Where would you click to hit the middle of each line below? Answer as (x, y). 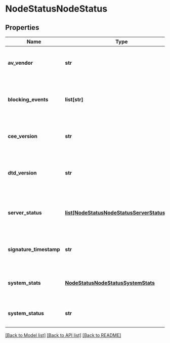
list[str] (74, 99)
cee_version (23, 136)
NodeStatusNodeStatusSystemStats (110, 283)
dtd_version (22, 173)
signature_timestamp (34, 249)
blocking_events (28, 99)
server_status (25, 213)
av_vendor (20, 63)
